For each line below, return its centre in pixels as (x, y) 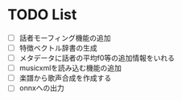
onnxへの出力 (42, 88)
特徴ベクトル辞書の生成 (58, 48)
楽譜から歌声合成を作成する (65, 78)
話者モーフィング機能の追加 (65, 38)
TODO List (42, 15)
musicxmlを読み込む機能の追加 (70, 68)
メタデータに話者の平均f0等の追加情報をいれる (97, 58)
